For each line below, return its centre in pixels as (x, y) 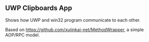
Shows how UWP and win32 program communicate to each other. (73, 20)
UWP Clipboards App (39, 8)
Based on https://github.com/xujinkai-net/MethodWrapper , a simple (74, 30)
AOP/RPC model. (22, 35)
